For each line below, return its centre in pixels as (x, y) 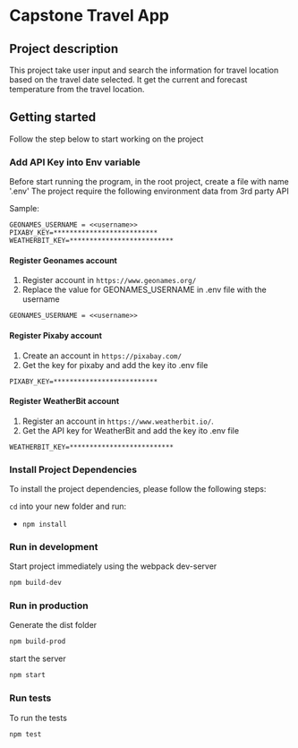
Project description (64, 49)
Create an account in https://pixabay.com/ (102, 356)
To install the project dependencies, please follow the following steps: (138, 489)
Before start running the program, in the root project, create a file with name (149, 182)
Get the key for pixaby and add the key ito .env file (115, 365)
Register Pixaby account (56, 335)
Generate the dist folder (53, 625)
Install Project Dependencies (73, 469)
